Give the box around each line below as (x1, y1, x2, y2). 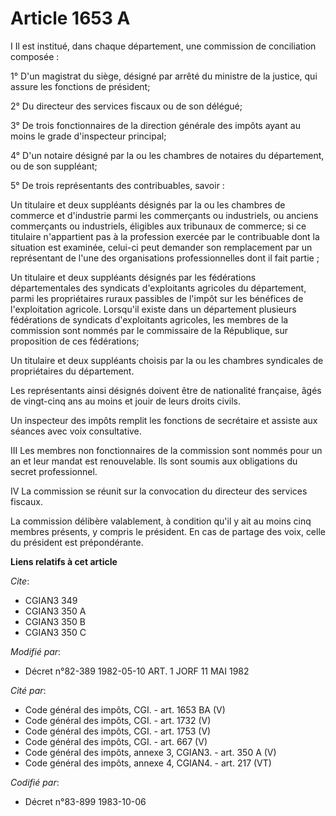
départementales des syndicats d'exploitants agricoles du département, (10, 282, 307, 294)
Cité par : (10, 684, 47, 696)
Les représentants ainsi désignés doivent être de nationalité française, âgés (10, 384, 322, 396)
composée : (10, 50, 60, 62)
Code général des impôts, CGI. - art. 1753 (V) (24, 725, 212, 737)
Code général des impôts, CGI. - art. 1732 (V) (24, 714, 212, 726)
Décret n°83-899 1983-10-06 (24, 795, 147, 807)
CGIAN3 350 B (24, 615, 86, 627)
